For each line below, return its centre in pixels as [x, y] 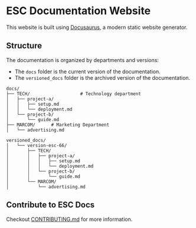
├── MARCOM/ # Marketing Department [58, 125]
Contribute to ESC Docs [50, 205]
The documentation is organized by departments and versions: [83, 60]
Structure [24, 46]
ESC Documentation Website [79, 11]
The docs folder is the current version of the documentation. [87, 71]
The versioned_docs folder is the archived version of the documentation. [102, 77]
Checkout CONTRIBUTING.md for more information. [69, 219]
